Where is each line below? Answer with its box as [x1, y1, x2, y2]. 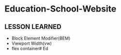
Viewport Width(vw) [11, 41, 52, 46]
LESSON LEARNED [4, 23, 61, 31]
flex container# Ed [11, 46, 48, 51]
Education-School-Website [4, 3, 117, 14]
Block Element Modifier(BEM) [11, 35, 71, 41]
